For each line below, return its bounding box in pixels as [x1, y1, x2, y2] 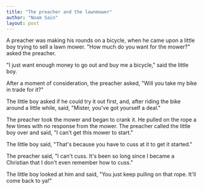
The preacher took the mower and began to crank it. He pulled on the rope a [6, 116, 197, 123]
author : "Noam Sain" [6, 15, 59, 21]
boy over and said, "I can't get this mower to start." [6, 129, 133, 137]
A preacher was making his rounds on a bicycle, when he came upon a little [6, 37, 195, 44]
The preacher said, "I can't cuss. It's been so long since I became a [6, 152, 175, 160]
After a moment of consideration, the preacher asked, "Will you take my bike [6, 80, 197, 87]
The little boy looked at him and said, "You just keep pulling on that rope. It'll [6, 171, 196, 178]
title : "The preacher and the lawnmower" [6, 8, 113, 15]
